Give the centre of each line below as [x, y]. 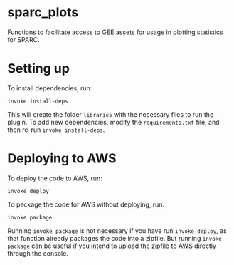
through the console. [38, 253]
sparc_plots [43, 12]
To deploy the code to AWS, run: [55, 178]
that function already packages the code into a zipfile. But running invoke [115, 238]
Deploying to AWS [62, 159]
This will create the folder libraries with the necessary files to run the [111, 114]
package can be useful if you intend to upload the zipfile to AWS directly [112, 246]
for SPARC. [24, 39]
